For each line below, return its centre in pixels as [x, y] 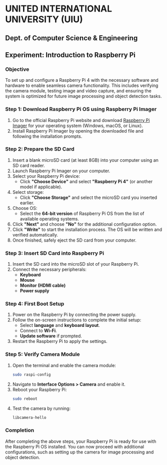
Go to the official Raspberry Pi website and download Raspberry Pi [81, 120]
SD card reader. [28, 165]
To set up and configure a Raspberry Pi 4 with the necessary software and [82, 80]
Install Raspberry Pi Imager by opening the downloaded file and [78, 131]
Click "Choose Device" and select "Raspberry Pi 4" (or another [86, 181]
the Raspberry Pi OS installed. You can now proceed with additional [75, 446]
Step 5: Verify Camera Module [42, 355]
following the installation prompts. [47, 136]
